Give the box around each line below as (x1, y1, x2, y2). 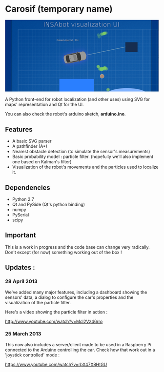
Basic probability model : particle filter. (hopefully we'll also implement (12, 154, 154, 159)
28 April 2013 (5, 278, 38, 285)
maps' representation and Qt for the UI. (5, 101, 84, 108)
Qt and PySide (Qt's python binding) (12, 201, 85, 208)
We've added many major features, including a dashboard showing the (5, 289, 147, 295)
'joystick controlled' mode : (5, 352, 60, 358)
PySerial (12, 212, 29, 218)
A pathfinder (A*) (12, 143, 48, 149)
